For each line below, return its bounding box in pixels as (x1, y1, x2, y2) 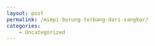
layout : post (6, 9, 44, 17)
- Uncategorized (19, 28, 66, 36)
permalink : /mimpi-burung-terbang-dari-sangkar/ (6, 16, 149, 23)
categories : (6, 22, 41, 29)
